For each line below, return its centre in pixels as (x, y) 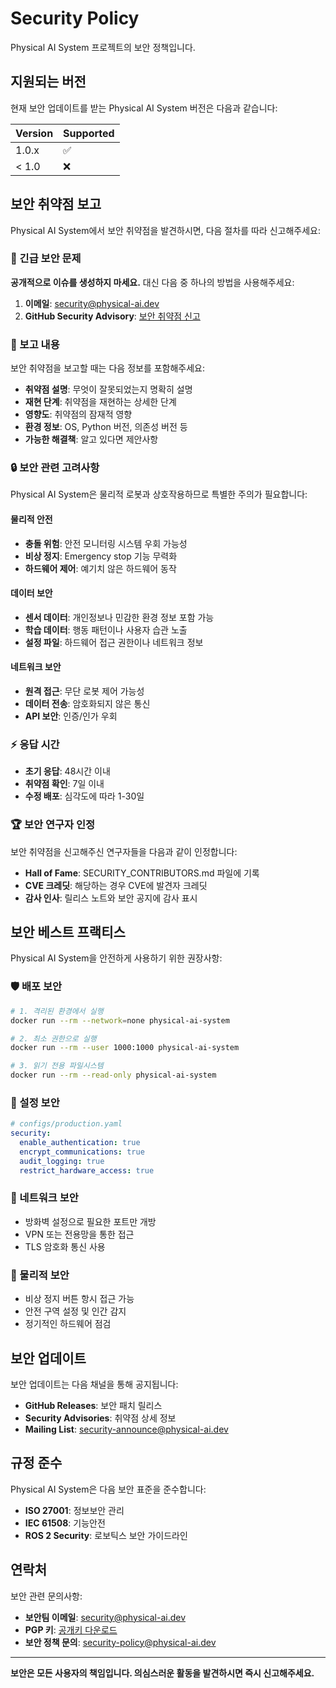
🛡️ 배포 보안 (36, 987)
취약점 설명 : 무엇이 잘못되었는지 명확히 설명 (108, 389)
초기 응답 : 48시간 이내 (67, 771)
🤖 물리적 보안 (40, 1275)
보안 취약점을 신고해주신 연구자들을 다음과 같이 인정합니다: (124, 851)
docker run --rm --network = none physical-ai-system (120, 1020)
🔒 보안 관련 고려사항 (55, 468)
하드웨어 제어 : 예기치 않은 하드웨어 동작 (100, 568)
